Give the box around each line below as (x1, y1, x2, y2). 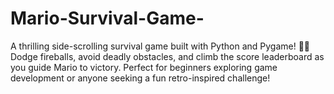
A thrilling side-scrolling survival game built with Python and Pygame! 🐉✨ (10, 40, 311, 52)
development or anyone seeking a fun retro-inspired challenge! (10, 72, 271, 84)
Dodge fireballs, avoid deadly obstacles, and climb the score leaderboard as (10, 50, 325, 62)
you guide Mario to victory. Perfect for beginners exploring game (10, 61, 278, 73)
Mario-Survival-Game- (10, 7, 205, 30)
